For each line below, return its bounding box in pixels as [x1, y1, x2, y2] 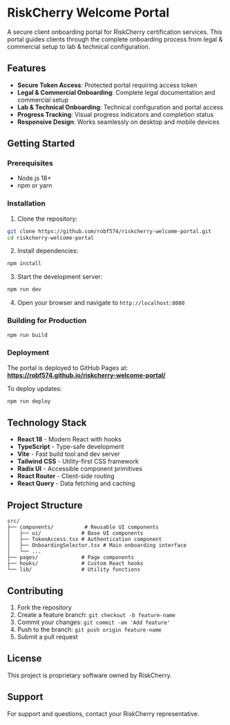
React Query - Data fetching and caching [17, 479, 136, 488]
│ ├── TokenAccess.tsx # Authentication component [7, 536, 162, 543]
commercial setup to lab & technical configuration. [7, 42, 151, 51]
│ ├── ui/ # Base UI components [7, 530, 144, 537]
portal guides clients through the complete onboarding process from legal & [7, 35, 223, 43]
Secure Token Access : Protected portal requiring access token [17, 81, 198, 89]
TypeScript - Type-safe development [17, 443, 124, 451]
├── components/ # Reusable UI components [7, 524, 159, 531]
